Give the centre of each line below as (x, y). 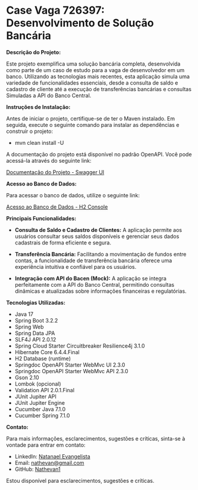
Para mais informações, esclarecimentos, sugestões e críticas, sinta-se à (96, 438)
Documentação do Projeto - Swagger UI (55, 172)
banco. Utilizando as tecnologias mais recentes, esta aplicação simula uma (98, 76)
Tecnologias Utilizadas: (36, 302)
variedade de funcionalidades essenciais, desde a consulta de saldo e (92, 83)
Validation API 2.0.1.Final (45, 390)
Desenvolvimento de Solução (80, 23)
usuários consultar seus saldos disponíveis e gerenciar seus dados (97, 236)
